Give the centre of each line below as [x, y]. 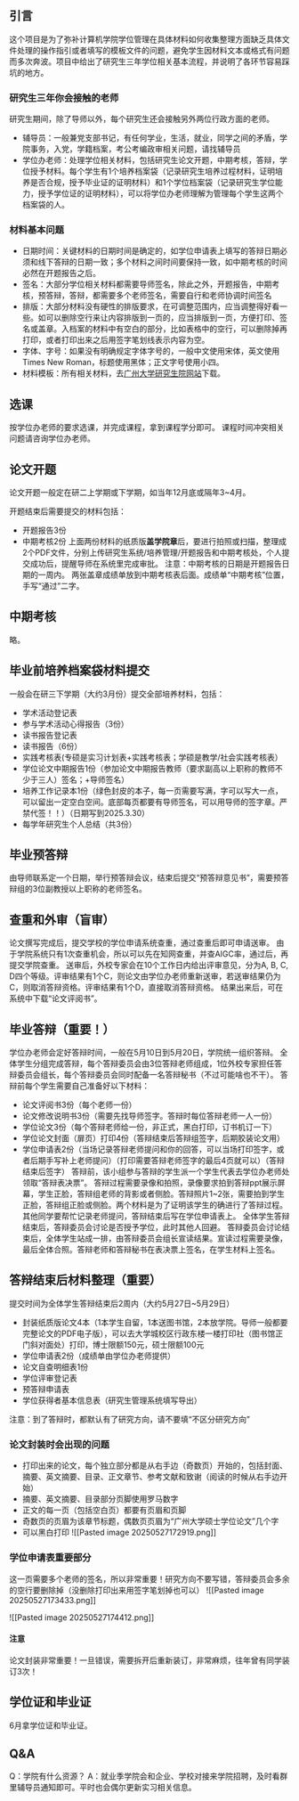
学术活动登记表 [49, 713]
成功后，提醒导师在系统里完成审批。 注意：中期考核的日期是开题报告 [156, 564]
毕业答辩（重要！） [62, 1029]
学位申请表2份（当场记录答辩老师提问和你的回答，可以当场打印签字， [149, 1149]
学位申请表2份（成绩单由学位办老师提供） [99, 1356]
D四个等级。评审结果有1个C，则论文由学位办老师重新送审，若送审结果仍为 [145, 976]
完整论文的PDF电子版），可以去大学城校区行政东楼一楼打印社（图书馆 [149, 1333]
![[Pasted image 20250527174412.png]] [82, 1617]
